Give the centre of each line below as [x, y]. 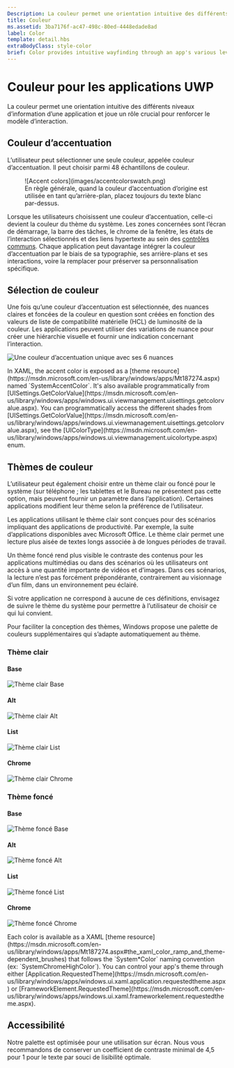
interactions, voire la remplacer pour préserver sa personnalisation [103, 261]
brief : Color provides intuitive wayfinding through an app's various [112, 53]
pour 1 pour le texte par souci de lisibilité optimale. [79, 1057]
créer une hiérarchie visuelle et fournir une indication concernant [100, 337]
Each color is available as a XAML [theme [67, 937]
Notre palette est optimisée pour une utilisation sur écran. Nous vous [106, 1042]
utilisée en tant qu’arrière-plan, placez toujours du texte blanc [113, 195]
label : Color [26, 33]
